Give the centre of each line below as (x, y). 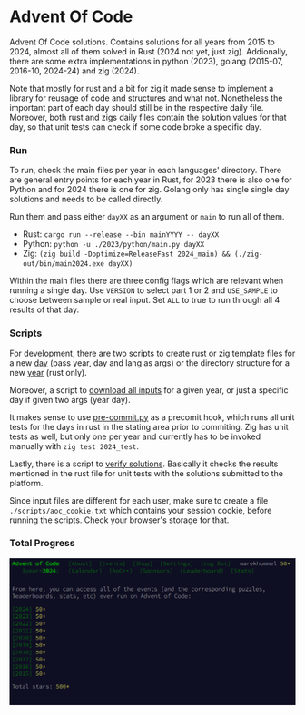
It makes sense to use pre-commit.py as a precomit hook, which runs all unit (152, 417)
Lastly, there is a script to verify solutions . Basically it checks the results (144, 464)
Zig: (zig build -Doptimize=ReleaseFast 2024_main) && (127, 254)
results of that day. (44, 309)
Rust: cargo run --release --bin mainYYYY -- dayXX (121, 234)
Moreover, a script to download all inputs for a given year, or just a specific (149, 390)
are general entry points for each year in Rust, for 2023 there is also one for (151, 180)
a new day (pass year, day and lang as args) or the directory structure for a (150, 362)
